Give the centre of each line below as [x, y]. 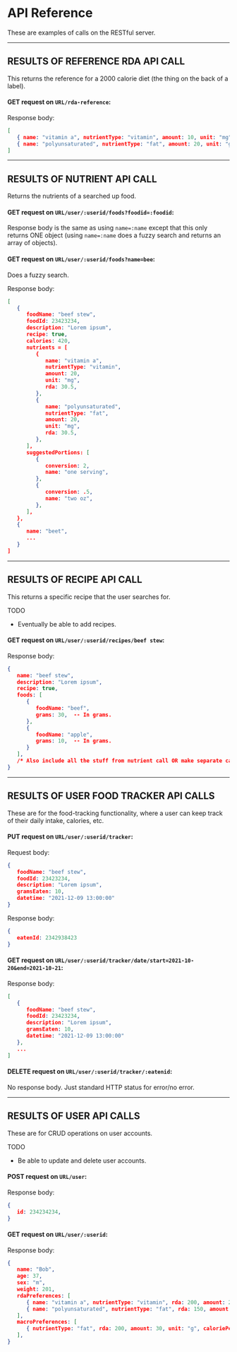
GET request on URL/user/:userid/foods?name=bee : [81, 259]
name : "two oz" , [69, 498]
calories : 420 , [48, 340]
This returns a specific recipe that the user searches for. [89, 597]
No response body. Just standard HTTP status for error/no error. [101, 1087]
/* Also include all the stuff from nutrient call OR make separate [120, 761]
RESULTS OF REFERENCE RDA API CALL [96, 61]
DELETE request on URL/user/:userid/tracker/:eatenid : [90, 1072]
